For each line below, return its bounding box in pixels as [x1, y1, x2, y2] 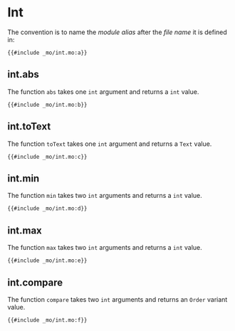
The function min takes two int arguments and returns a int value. [7, 191, 203, 200]
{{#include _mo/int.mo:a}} [7, 49, 88, 56]
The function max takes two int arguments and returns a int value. [7, 243, 203, 252]
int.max [7, 224, 43, 236]
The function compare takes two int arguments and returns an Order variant [7, 295, 228, 303]
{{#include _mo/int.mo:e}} [7, 257, 88, 264]
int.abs [7, 68, 39, 80]
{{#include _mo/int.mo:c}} [7, 153, 88, 160]
